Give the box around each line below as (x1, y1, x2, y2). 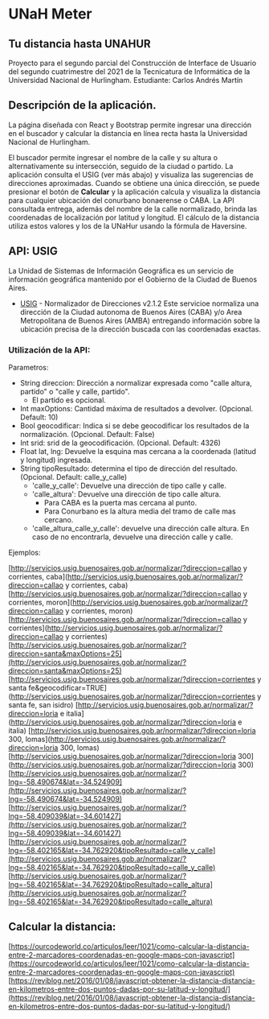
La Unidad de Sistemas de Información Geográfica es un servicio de (8, 266, 234, 275)
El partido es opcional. (31, 395, 107, 405)
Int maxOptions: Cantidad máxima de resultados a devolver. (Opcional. (19, 403, 254, 413)
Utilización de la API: (8, 344, 91, 355)
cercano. (43, 514, 74, 524)
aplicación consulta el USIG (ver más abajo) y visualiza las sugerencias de (8, 170, 254, 179)
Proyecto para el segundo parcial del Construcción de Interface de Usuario (8, 58, 257, 68)
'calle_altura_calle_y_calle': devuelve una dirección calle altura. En (31, 523, 250, 533)
